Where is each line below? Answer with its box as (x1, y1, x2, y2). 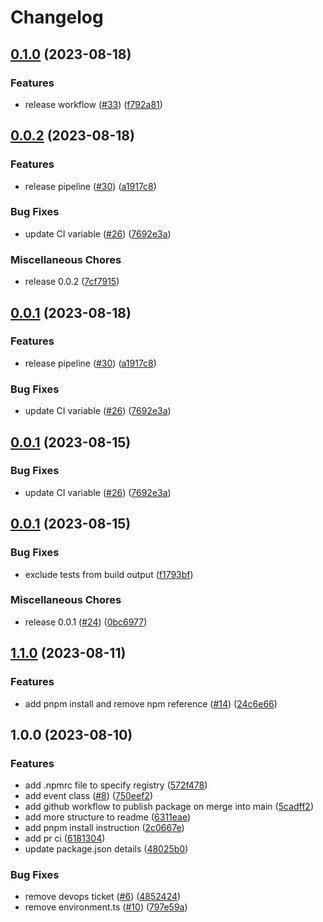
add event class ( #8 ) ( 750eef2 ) (24, 790, 154, 802)
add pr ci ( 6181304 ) (24, 832, 106, 845)
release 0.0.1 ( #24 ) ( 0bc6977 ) (24, 616, 148, 628)
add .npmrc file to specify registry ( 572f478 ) (24, 779, 208, 791)
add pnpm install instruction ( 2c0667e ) (24, 822, 185, 834)
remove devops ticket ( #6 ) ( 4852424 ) (24, 891, 182, 903)
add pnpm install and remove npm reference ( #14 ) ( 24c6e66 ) (24, 697, 278, 710)
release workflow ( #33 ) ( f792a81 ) (24, 98, 163, 110)
